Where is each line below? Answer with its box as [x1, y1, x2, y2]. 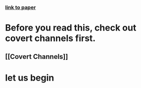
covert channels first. [5, 33, 96, 44]
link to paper [5, 4, 36, 11]
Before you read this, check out [5, 22, 137, 34]
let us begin [5, 72, 54, 83]
